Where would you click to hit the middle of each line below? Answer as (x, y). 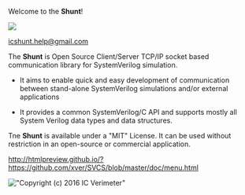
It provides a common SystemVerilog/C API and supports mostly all (128, 112)
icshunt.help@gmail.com (48, 41)
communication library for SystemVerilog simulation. (93, 65)
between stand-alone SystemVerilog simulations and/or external (124, 88)
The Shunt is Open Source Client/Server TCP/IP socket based (109, 57)
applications (39, 97)
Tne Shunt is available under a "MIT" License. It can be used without (120, 136)
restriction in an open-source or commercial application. (100, 144)
